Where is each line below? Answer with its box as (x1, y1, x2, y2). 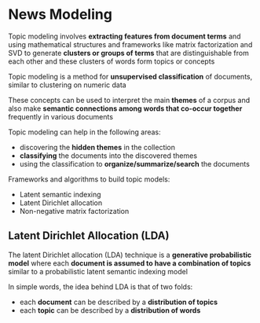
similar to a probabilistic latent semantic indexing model (8, 266, 189, 276)
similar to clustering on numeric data (8, 80, 127, 90)
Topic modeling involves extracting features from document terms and (8, 31, 241, 41)
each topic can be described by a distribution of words (19, 305, 201, 315)
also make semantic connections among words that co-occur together (8, 104, 243, 113)
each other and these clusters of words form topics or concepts (8, 57, 215, 66)
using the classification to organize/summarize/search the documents (19, 159, 250, 168)
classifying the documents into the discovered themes (19, 151, 198, 160)
